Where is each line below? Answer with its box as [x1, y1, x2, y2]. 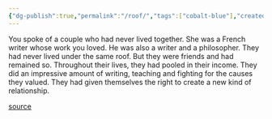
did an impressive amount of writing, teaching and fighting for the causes [8, 68, 253, 78]
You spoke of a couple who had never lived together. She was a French [8, 34, 246, 44]
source [8, 101, 32, 111]
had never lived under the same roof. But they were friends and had [8, 51, 234, 61]
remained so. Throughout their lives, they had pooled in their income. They [8, 60, 257, 70]
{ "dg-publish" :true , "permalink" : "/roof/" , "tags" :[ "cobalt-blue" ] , [8, 11, 237, 20]
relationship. [8, 86, 50, 96]
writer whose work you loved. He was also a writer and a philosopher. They [8, 42, 260, 53]
